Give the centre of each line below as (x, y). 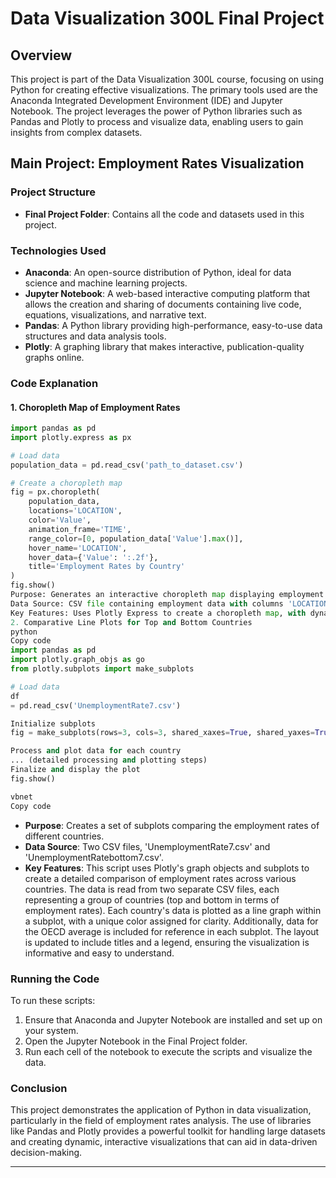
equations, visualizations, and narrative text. (115, 314)
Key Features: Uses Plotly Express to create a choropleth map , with (158, 613)
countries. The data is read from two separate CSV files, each (152, 889)
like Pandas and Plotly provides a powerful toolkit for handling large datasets (168, 1131)
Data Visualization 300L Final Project (167, 18)
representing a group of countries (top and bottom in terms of (152, 899)
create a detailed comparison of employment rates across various (160, 878)
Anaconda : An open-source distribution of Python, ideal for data (158, 272)
